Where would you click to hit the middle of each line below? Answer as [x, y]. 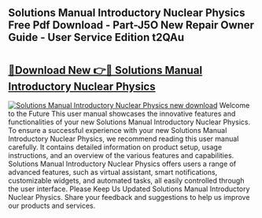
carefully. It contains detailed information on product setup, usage [115, 147]
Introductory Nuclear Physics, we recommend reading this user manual [124, 139]
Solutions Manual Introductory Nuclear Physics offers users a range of [122, 164]
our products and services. [52, 205]
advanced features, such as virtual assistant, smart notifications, [113, 172]
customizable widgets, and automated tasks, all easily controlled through [126, 181]
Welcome [234, 105]
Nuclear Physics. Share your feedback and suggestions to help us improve [129, 197]
